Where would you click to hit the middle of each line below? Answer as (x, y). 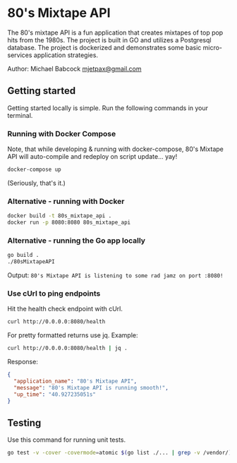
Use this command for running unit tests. (67, 440)
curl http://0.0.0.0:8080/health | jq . (68, 348)
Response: (23, 362)
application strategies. (66, 55)
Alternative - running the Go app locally (77, 240)
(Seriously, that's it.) (36, 183)
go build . (23, 255)
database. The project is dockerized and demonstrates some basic (104, 47)
